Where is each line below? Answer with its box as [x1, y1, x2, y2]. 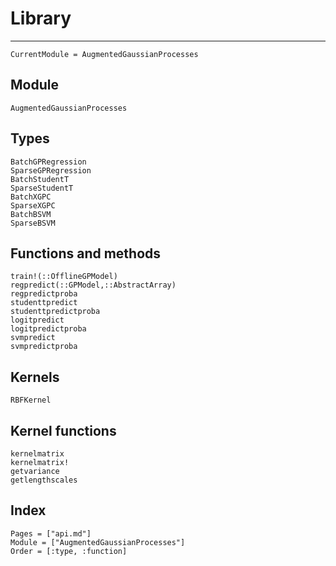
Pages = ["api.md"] [10, 528, 92, 539]
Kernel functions [10, 422, 117, 439]
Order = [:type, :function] [10, 546, 128, 556]
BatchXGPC [10, 192, 52, 202]
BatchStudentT [10, 174, 70, 184]
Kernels [10, 368, 60, 386]
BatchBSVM [10, 209, 52, 219]
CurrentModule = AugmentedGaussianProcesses [10, 49, 199, 59]
